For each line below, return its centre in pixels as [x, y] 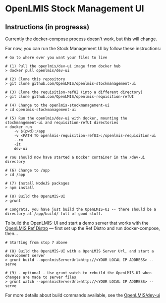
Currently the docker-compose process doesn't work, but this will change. [81, 39]
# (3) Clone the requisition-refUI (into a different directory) [74, 92]
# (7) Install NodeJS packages [37, 183]
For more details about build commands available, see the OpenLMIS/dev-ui [83, 295]
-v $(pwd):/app [30, 131]
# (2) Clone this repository [35, 79]
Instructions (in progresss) [47, 27]
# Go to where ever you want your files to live [56, 58]
